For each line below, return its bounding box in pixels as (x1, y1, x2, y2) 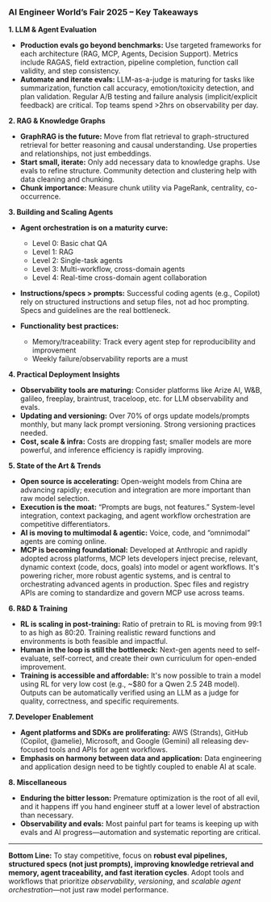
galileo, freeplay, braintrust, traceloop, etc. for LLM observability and (19, 394, 248, 403)
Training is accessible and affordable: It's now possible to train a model (19, 670, 261, 680)
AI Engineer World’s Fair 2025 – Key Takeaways (8, 6, 199, 18)
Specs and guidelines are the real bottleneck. (19, 306, 171, 315)
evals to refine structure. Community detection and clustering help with (19, 166, 257, 176)
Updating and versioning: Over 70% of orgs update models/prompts (19, 411, 250, 421)
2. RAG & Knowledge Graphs (8, 116, 106, 126)
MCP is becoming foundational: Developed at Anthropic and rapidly (19, 545, 248, 555)
